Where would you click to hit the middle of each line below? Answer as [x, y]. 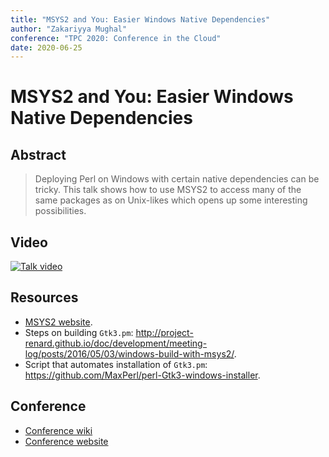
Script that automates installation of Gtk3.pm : [116, 364]
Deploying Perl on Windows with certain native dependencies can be [177, 179]
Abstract [38, 154]
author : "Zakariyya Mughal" [69, 29]
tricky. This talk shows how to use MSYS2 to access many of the [168, 190]
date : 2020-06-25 [46, 47]
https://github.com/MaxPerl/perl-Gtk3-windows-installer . [142, 375]
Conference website [66, 441]
